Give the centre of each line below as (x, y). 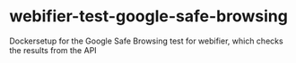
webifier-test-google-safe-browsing (149, 16)
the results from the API (53, 50)
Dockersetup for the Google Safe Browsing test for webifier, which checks (147, 41)
